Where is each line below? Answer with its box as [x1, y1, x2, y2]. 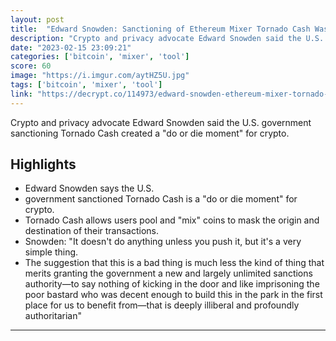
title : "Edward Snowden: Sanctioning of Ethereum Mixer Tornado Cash [10, 24, 311, 34]
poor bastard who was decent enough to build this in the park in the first [24, 289, 323, 301]
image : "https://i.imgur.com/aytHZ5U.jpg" [10, 71, 190, 81]
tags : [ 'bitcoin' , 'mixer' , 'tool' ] [10, 80, 163, 90]
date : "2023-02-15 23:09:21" [10, 42, 132, 53]
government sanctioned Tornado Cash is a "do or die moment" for [24, 193, 298, 205]
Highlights [10, 156, 77, 173]
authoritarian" [24, 310, 82, 322]
